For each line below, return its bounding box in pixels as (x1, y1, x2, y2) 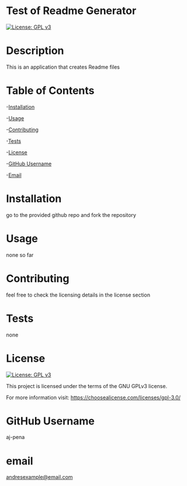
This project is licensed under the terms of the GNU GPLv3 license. (6, 382, 168, 389)
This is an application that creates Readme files (6, 63, 120, 70)
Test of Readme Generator (6, 4, 137, 18)
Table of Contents (6, 84, 95, 97)
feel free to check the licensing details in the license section (6, 291, 151, 298)
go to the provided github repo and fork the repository (6, 211, 136, 218)
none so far (6, 251, 34, 259)
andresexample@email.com (6, 474, 73, 481)
